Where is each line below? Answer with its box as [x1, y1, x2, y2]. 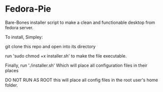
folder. [5, 82, 18, 88]
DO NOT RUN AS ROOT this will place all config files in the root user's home [5, 77, 158, 83]
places [5, 67, 19, 74]
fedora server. [5, 24, 34, 30]
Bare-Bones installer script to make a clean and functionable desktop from [5, 19, 155, 25]
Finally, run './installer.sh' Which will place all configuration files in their [5, 62, 148, 68]
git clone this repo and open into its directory [5, 43, 96, 49]
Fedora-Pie [5, 3, 51, 15]
